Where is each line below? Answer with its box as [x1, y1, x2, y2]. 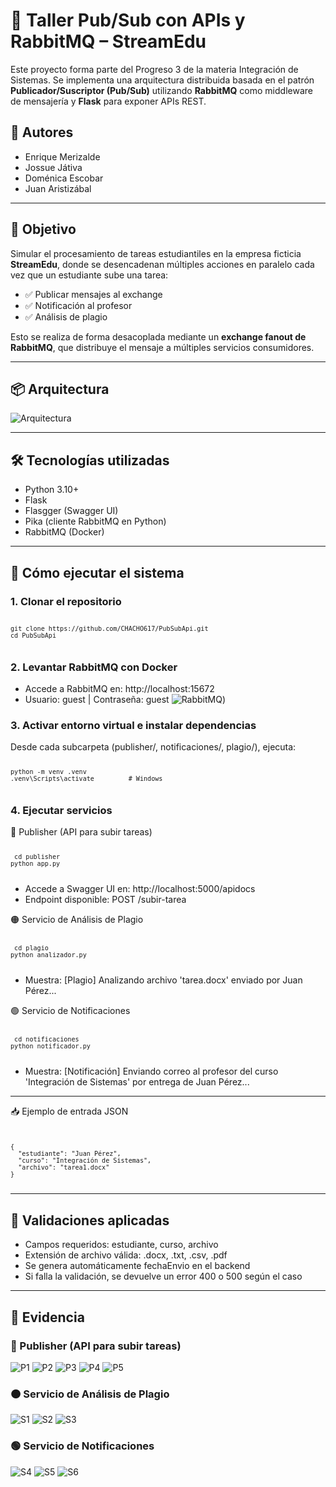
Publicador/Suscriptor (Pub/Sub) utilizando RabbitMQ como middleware [10, 84, 313, 96]
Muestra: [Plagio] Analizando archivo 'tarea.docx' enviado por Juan [24, 974, 303, 986]
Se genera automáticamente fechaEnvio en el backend [24, 1260, 251, 1272]
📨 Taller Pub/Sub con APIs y [10, 9, 246, 32]
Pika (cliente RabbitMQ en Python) [24, 515, 167, 528]
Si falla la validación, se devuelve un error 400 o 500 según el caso [24, 1270, 303, 1283]
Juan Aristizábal [24, 182, 92, 194]
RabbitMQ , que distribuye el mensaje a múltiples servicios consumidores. [10, 341, 315, 353]
